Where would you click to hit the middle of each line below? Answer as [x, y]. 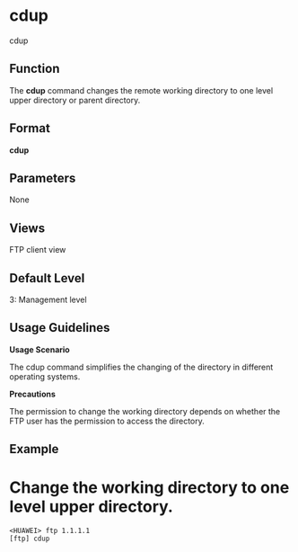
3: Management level [48, 299]
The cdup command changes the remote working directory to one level [141, 90]
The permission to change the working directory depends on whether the [145, 411]
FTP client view [38, 250]
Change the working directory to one [149, 488]
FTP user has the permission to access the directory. [107, 421]
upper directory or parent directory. [75, 100]
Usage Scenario [39, 349]
